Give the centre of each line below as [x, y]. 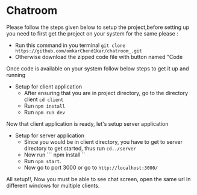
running [16, 75]
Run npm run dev [44, 112]
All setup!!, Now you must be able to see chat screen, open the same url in [98, 179]
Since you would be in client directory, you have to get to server [103, 141]
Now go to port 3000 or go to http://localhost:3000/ [91, 167]
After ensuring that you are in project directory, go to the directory [106, 93]
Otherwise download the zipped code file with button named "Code [99, 57]
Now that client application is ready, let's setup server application [87, 123]
